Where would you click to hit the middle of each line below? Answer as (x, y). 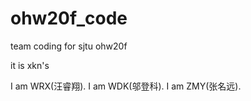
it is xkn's (30, 65)
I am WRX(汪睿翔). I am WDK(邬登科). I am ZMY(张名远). (126, 86)
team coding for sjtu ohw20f (69, 46)
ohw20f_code (69, 18)
